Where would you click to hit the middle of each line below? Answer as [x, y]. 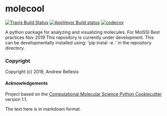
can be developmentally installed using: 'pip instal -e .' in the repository [79, 42]
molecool [25, 9]
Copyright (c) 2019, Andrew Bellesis [42, 72]
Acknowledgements [27, 83]
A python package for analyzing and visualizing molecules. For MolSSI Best [83, 32]
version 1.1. [16, 100]
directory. [15, 48]
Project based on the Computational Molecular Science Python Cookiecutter [83, 94]
